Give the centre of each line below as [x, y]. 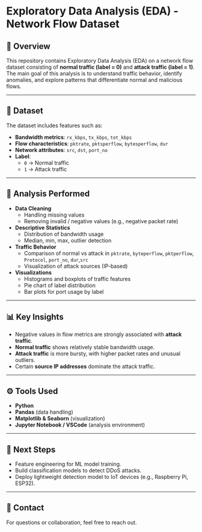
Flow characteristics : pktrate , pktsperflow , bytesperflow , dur [91, 144]
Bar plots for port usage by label [64, 291]
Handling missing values [54, 215]
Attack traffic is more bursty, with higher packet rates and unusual [97, 353]
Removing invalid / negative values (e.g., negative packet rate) [101, 221]
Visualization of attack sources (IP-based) [76, 266]
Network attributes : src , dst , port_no [61, 150]
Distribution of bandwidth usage [64, 234]
